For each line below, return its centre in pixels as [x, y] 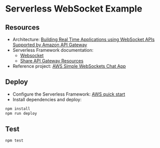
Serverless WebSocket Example [74, 9]
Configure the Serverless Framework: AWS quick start [69, 94]
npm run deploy [21, 113]
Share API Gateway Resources [52, 61]
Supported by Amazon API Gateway [50, 45]
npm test [14, 141]
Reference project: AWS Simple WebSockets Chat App [69, 66]
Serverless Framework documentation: [53, 50]
